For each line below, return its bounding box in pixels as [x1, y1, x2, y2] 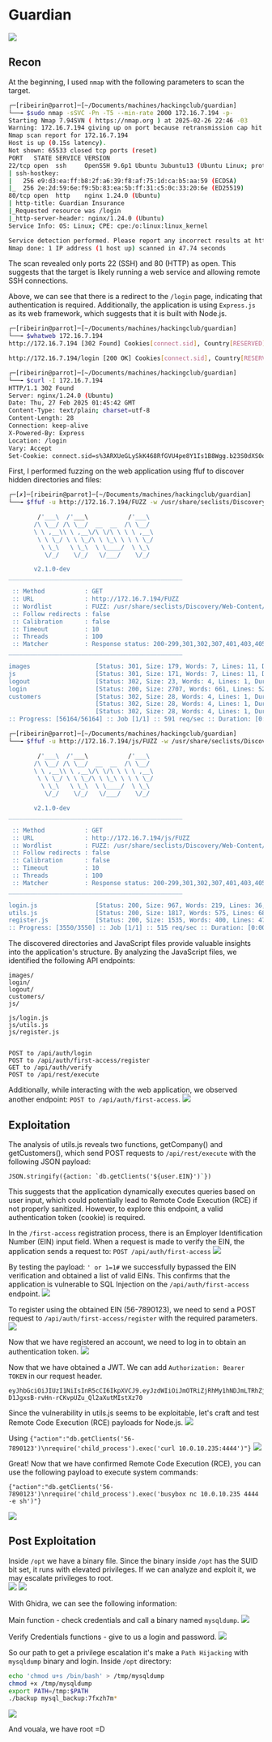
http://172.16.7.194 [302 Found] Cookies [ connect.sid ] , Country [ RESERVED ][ [8, 340, 270, 348]
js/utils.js [8, 1021, 49, 1029]
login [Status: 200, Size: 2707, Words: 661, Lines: [8, 685, 255, 693]
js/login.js [8, 1014, 49, 1022]
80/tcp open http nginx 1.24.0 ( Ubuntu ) [8, 192, 161, 200]
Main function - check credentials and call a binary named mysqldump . [8, 1615, 240, 1624]
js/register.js [8, 1028, 60, 1037]
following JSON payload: [8, 1157, 91, 1166]
